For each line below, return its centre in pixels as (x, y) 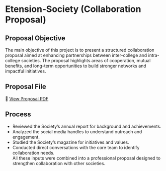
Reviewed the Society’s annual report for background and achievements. (87, 126)
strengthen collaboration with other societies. (59, 163)
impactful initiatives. (26, 71)
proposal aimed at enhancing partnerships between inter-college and (76, 55)
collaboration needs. (33, 153)
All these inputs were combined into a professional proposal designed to (86, 158)
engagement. (26, 137)
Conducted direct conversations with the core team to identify (76, 147)
